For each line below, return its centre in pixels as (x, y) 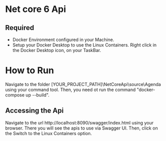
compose (15, 95)
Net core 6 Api (36, 9)
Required (20, 28)
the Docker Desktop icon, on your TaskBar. (57, 50)
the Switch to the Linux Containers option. (49, 133)
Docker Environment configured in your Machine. (63, 39)
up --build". (38, 95)
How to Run (30, 70)
